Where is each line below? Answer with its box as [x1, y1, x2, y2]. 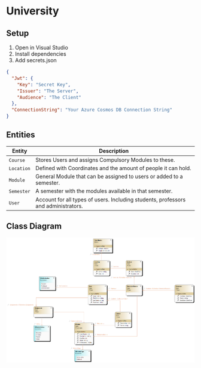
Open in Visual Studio [14, 44, 69, 51]
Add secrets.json [14, 57, 57, 64]
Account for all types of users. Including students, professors [35, 196, 186, 203]
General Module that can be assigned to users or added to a [35, 173, 184, 180]
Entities [6, 130, 35, 140]
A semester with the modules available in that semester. [35, 188, 173, 195]
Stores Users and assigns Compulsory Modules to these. [35, 156, 175, 163]
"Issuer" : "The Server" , [17, 88, 79, 94]
